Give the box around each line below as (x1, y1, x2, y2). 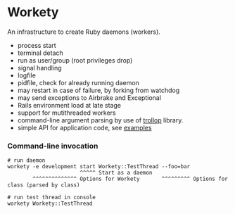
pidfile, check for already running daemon (17, 78, 139, 87)
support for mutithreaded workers (17, 108, 116, 117)
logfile (17, 71, 37, 80)
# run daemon (7, 157, 46, 164)
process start (17, 41, 56, 49)
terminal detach (17, 49, 63, 57)
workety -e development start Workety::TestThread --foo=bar (7, 163, 191, 170)
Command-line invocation (7, 141, 99, 151)
